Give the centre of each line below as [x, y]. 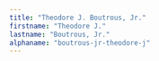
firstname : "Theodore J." [57, 26]
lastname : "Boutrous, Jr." [60, 34]
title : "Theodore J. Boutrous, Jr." [78, 17]
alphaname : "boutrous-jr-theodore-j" [80, 43]
